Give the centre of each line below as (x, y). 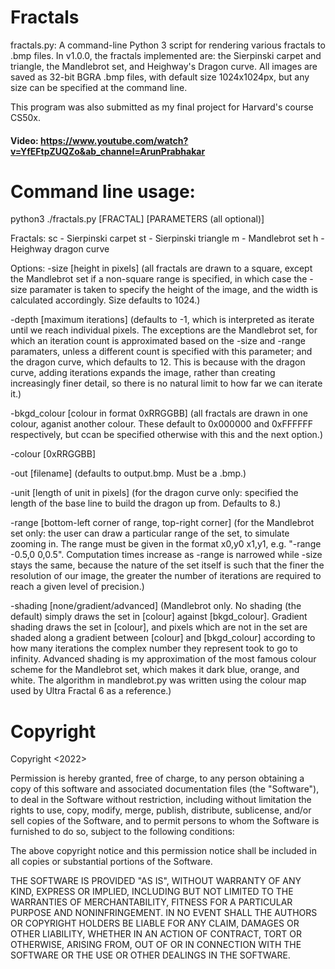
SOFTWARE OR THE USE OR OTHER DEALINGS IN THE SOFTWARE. (150, 955)
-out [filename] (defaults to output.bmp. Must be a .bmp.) (128, 473)
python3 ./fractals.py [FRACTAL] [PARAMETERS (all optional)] (137, 219)
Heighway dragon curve (60, 249)
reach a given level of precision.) (77, 587)
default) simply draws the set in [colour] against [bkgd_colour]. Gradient (159, 617)
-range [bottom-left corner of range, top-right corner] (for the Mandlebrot (162, 523)
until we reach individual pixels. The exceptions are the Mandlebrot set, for (164, 330)
